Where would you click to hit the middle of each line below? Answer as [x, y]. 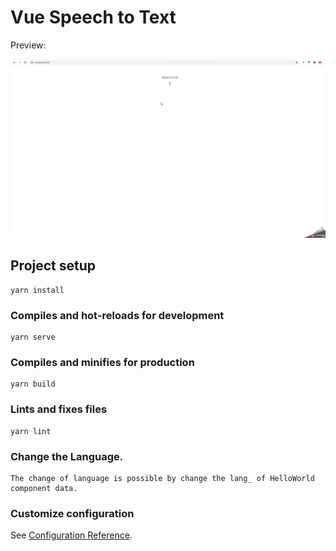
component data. [44, 488]
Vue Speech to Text [93, 17]
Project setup [53, 266]
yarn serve [33, 337]
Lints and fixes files [59, 409]
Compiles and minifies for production [102, 362]
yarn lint [31, 431]
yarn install [37, 290]
